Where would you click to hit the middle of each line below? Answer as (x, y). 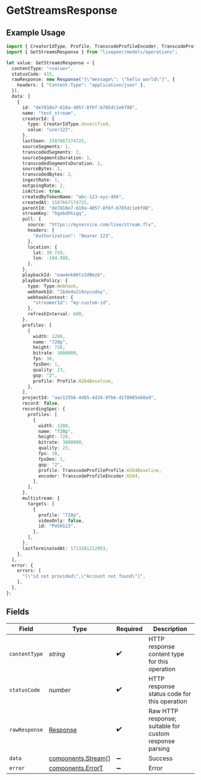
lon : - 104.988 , (51, 258)
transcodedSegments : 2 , (52, 152)
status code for (170, 694)
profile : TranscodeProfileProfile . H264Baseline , (100, 470)
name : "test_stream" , (49, 113)
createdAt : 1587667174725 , (56, 202)
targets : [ (41, 504)
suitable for (165, 726)
